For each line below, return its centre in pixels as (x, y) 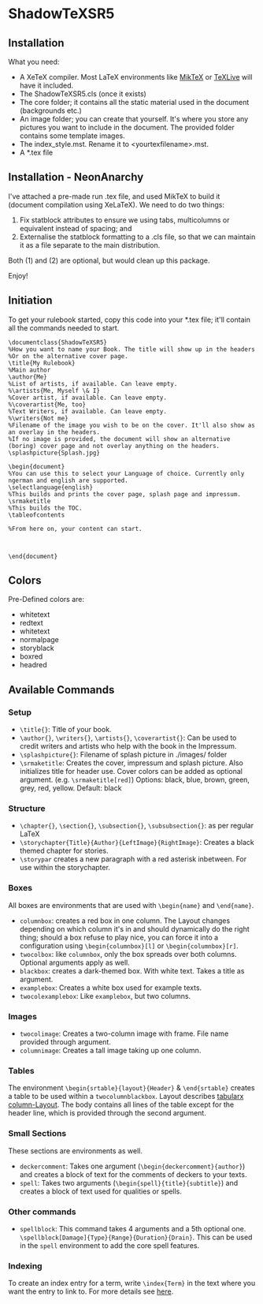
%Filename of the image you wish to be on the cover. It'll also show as (132, 425)
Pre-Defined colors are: (46, 600)
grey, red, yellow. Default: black (70, 788)
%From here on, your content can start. (76, 529)
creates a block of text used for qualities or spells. (101, 1191)
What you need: (34, 62)
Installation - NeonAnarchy (76, 177)
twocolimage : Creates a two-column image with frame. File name (124, 1033)
